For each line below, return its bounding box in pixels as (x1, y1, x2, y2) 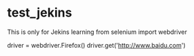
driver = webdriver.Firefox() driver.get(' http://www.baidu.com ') (7, 41, 186, 49)
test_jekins (7, 5, 72, 21)
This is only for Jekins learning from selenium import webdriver (7, 28, 188, 36)
